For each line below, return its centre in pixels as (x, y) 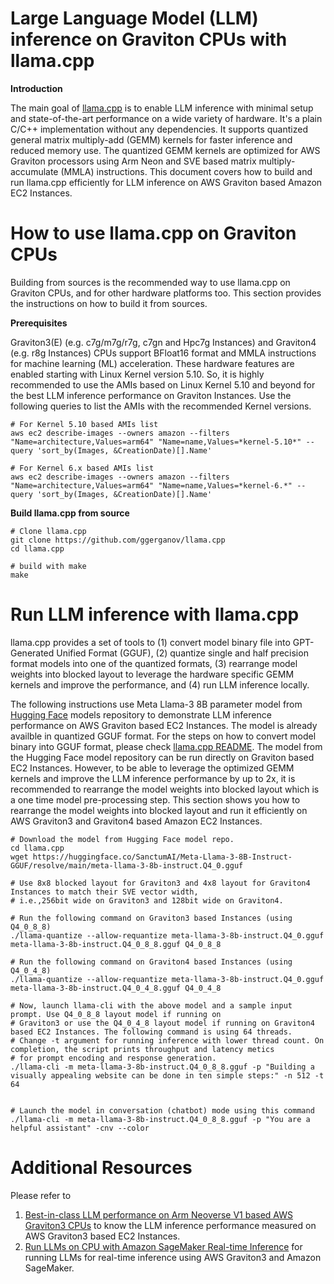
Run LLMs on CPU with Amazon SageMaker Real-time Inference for (163, 1246)
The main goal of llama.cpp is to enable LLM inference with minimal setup (162, 108)
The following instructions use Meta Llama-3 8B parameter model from (156, 704)
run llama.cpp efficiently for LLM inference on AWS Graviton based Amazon (166, 182)
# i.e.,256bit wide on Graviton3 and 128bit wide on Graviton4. (147, 900)
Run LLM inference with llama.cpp (155, 614)
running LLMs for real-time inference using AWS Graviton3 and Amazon (173, 1257)
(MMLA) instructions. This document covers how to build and (186, 171)
